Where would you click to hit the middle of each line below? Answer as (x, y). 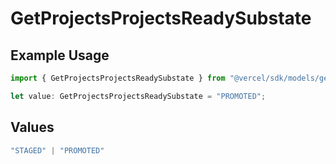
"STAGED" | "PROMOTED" (57, 150)
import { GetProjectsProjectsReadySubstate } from (118, 78)
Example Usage (60, 55)
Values (32, 127)
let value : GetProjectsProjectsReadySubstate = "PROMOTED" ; (138, 96)
